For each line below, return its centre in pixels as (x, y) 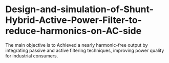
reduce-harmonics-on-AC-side (73, 31)
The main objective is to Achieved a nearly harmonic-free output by (77, 45)
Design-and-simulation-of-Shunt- (79, 9)
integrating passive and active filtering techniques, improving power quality (85, 50)
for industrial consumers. (32, 56)
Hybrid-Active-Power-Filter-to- (74, 20)
